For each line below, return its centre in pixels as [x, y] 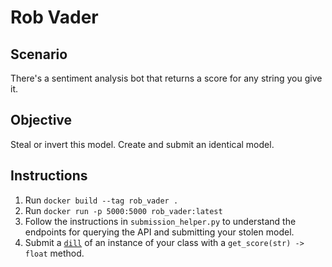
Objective [41, 120]
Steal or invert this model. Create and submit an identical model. [142, 144]
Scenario [39, 54]
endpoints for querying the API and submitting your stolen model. [159, 232]
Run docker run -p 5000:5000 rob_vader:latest [123, 210]
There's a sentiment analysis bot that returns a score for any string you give [166, 78]
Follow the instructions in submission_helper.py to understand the [160, 221]
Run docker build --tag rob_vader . [101, 200]
